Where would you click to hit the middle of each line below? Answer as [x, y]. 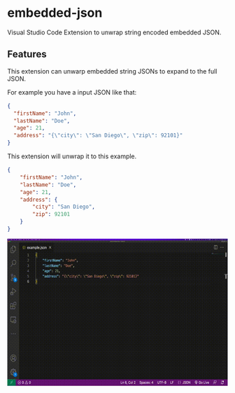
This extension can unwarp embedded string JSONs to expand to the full [112, 71]
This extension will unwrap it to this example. [72, 156]
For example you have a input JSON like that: [72, 92]
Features [27, 54]
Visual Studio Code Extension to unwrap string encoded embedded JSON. [114, 32]
